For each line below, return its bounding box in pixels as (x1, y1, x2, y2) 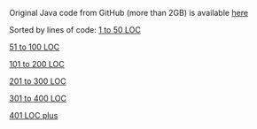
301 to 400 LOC (9, 93, 66, 103)
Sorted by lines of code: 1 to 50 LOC (9, 25, 142, 34)
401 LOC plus (9, 110, 58, 120)
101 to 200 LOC (9, 59, 65, 69)
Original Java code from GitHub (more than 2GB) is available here (9, 8, 249, 18)
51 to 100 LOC (9, 42, 60, 52)
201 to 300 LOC (9, 76, 66, 87)
